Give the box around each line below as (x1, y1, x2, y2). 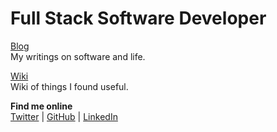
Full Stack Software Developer (10, 7, 267, 30)
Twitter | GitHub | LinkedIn (10, 110, 118, 122)
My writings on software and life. (10, 50, 146, 62)
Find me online (10, 100, 73, 112)
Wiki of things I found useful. (10, 80, 129, 92)
